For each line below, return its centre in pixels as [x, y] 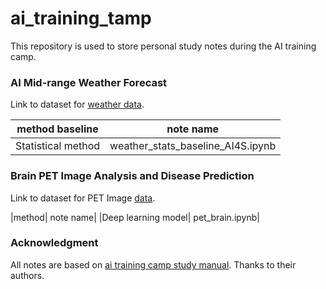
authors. [27, 275]
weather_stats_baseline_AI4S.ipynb [193, 146]
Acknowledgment [54, 243]
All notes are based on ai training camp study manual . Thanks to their [153, 264]
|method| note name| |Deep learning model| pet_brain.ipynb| [135, 217]
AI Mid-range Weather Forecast [89, 82]
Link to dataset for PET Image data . [83, 198]
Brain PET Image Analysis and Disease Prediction [132, 176]
